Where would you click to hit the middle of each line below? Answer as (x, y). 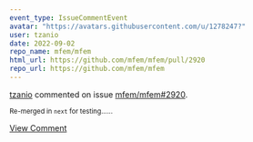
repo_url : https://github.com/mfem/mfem (87, 69)
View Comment (38, 127)
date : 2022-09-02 (42, 43)
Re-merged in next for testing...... (61, 111)
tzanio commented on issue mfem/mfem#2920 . (99, 94)
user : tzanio (34, 35)
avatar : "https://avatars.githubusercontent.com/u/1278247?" (128, 26)
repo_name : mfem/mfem (51, 52)
